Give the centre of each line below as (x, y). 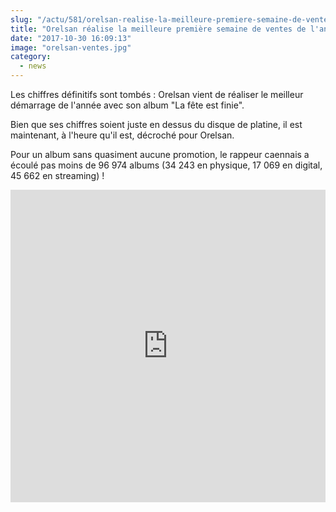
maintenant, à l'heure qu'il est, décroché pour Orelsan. (122, 135)
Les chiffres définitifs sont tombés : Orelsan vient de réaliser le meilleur (157, 94)
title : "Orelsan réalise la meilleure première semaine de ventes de (158, 29)
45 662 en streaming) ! (57, 175)
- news (33, 66)
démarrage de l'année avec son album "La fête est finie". (127, 105)
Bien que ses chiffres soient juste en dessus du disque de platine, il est (156, 124)
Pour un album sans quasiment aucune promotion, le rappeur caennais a (160, 154)
